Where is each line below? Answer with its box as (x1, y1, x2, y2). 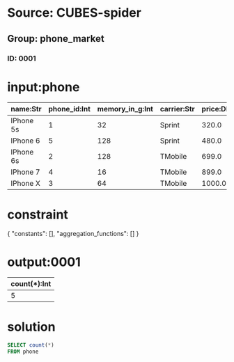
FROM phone (7, 348, 39, 356)
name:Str (10, 104, 42, 114)
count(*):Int (10, 279, 52, 289)
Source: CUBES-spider (7, 5, 141, 21)
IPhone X (10, 179, 40, 189)
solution (7, 319, 56, 335)
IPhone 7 (10, 167, 40, 177)
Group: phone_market (7, 33, 104, 45)
